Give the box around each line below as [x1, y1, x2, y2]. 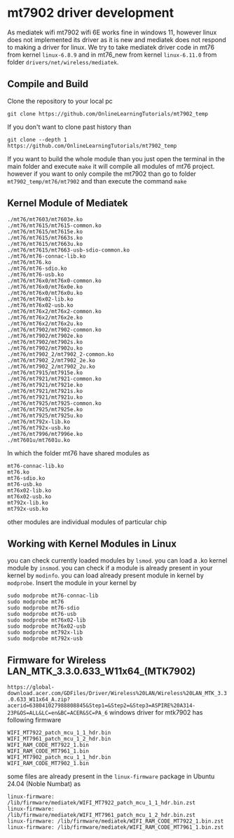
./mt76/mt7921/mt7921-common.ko [7, 375, 102, 383]
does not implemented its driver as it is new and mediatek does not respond [7, 35, 226, 43]
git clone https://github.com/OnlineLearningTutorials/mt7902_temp [7, 110, 209, 117]
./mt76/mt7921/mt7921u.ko [7, 394, 83, 401]
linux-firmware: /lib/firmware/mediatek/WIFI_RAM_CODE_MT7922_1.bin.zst [7, 818, 224, 825]
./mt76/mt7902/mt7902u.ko [7, 345, 83, 352]
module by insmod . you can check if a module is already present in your [7, 564, 213, 572]
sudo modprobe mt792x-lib [7, 629, 83, 636]
